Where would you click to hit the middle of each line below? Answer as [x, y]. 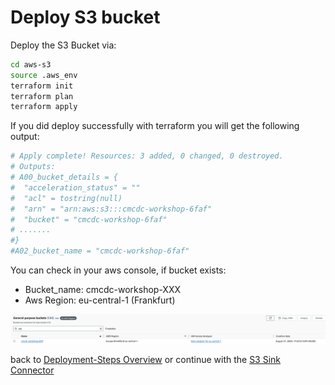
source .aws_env [44, 75]
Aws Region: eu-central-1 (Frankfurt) [100, 300]
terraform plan [42, 96]
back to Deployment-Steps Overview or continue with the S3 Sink [146, 360]
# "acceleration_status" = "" [75, 187]
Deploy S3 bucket [85, 17]
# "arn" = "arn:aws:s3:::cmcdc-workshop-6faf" [111, 209]
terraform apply [44, 107]
